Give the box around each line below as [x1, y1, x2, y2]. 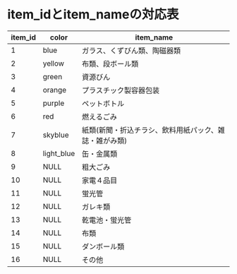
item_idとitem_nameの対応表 [7, 6, 179, 23]
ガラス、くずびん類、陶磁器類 [82, 45, 181, 55]
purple [42, 98, 65, 108]
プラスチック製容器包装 [82, 85, 160, 95]
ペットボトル [82, 98, 125, 108]
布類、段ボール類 [82, 59, 139, 68]
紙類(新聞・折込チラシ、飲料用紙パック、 [82, 125, 219, 135]
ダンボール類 [82, 242, 125, 251]
